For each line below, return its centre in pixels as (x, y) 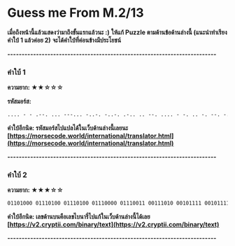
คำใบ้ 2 (17, 175)
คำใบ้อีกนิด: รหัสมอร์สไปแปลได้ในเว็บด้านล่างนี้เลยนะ (68, 128)
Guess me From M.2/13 (76, 13)
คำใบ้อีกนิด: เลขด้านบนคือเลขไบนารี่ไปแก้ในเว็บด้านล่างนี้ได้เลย (79, 217)
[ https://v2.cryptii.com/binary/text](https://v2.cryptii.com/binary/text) (113, 224)
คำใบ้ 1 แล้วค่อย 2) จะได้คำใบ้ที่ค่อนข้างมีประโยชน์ (64, 40)
